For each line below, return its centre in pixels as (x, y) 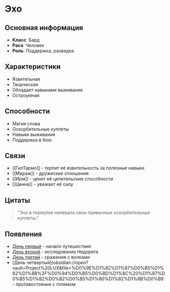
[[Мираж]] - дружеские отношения (50, 173)
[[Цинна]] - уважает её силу (42, 184)
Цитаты (18, 200)
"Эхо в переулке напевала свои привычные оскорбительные (84, 213)
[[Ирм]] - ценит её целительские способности (62, 179)
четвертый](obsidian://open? (58, 262)
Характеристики (33, 67)
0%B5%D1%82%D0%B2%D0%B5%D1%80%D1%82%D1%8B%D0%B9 (88, 279)
